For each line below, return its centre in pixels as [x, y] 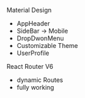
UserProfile [33, 53]
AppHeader [33, 23]
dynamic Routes [40, 80]
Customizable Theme [47, 46]
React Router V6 [30, 66]
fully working [35, 87]
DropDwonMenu [40, 38]
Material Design [29, 10]
